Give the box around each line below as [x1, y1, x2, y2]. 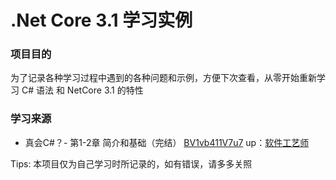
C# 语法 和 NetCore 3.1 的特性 [21, 84, 144, 96]
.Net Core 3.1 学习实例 [10, 9, 193, 32]
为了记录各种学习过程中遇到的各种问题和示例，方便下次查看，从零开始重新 [10, 72, 317, 84]
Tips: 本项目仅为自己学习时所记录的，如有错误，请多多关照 [10, 157, 253, 170]
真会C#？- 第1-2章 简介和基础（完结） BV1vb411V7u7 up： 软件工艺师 [24, 136, 310, 148]
